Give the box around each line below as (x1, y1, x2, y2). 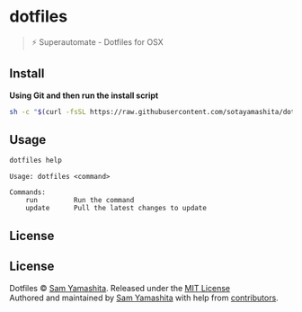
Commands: (9, 188, 47, 197)
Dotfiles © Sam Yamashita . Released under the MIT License (9, 282, 231, 293)
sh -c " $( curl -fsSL (9, 107, 87, 116)
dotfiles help (9, 156, 63, 165)
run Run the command (25, 196, 135, 205)
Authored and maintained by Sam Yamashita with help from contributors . (9, 292, 279, 303)
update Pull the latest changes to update (25, 204, 207, 213)
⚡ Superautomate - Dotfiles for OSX (31, 36, 164, 47)
